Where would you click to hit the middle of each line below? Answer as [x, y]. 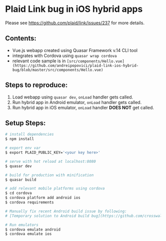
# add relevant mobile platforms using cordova [55, 189]
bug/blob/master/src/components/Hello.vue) [58, 70]
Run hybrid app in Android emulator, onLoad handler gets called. [77, 102]
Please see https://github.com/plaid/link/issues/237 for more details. [75, 23]
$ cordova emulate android [33, 229]
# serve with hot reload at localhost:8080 [51, 161]
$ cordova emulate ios [28, 234]
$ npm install [20, 139]
